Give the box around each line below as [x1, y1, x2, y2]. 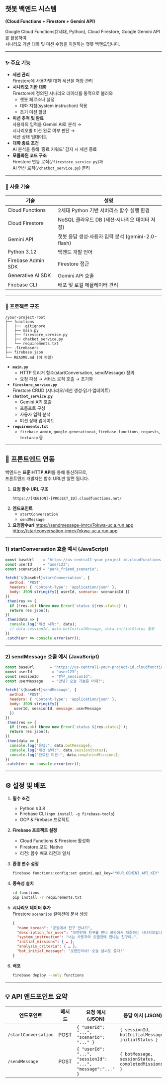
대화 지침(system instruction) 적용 [19, 103, 88, 109]
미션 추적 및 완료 [12, 115, 44, 121]
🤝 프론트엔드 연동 [5, 455, 55, 464]
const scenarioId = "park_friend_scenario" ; [5, 567, 99, 572]
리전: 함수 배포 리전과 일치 [19, 850, 71, 856]
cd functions [12, 890, 40, 895]
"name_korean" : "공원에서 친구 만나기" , [17, 925, 92, 930]
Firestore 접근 [58, 260, 89, 267]
